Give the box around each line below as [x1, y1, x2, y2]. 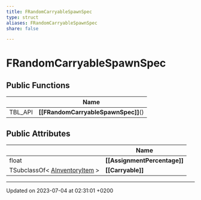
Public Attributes [6, 128, 71, 138]
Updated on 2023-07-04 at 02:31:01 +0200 [6, 187, 114, 195]
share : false [6, 25, 39, 32]
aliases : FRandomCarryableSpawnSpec [6, 20, 98, 26]
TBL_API [9, 108, 33, 117]
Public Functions [6, 80, 70, 90]
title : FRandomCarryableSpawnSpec [6, 8, 93, 15]
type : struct [6, 14, 39, 20]
